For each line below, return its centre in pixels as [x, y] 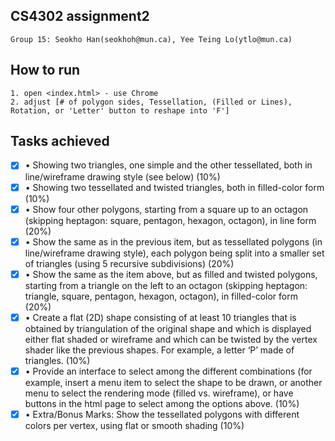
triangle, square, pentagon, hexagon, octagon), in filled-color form [161, 296]
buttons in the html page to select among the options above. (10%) [162, 403]
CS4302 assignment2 [80, 16]
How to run [45, 70]
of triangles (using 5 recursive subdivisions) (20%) [129, 263]
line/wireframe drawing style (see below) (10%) [122, 176]
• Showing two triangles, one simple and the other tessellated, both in [168, 165]
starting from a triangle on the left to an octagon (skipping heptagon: [166, 285]
